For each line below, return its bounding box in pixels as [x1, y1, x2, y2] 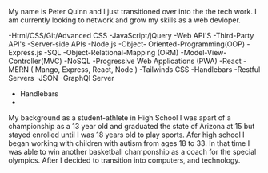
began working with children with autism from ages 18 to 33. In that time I [8, 139, 250, 147]
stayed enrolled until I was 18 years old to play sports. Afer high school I [8, 130, 246, 139]
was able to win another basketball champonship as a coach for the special [8, 147, 257, 156]
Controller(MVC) [8, 56, 62, 66]
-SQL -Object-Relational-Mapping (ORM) [43, 48, 179, 57]
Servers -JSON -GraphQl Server [8, 74, 114, 82]
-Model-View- [180, 48, 227, 57]
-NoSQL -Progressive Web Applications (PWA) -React [63, 56, 242, 66]
